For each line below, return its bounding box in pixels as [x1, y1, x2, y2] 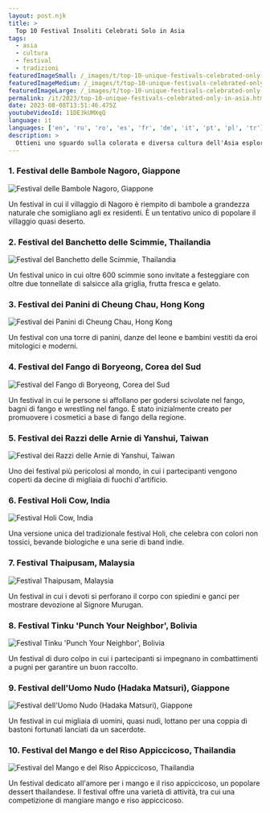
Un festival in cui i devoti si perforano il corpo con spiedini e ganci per [8, 591, 239, 601]
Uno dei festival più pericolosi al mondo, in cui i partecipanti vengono [8, 466, 238, 475]
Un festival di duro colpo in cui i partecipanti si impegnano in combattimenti [8, 653, 259, 663]
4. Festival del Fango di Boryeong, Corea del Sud [8, 361, 202, 372]
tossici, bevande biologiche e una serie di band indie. [8, 537, 185, 547]
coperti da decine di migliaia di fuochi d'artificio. [8, 474, 169, 484]
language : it [8, 117, 52, 125]
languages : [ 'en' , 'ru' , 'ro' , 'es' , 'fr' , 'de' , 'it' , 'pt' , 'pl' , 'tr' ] [8, 124, 264, 132]
